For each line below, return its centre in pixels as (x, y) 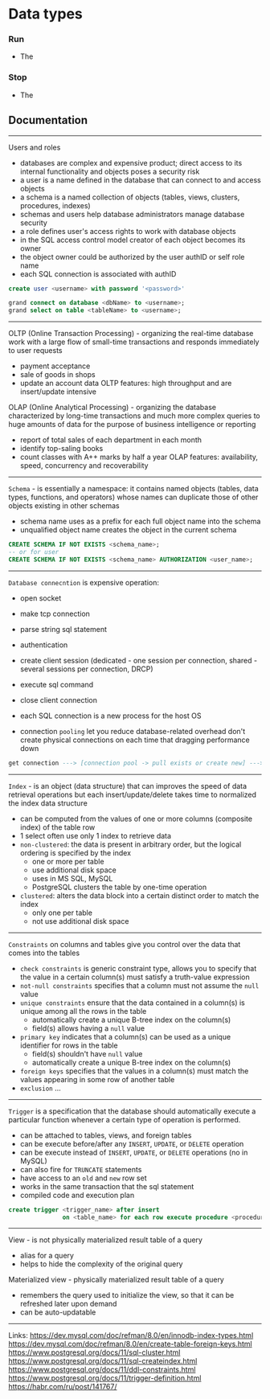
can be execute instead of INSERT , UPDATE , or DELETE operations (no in (134, 1152)
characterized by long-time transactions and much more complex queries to (134, 416)
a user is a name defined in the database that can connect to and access (140, 180)
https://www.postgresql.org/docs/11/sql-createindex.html (103, 1361)
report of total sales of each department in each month (111, 440)
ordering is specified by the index (75, 852)
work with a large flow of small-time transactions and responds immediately (134, 342)
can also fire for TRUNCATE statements (81, 1169)
